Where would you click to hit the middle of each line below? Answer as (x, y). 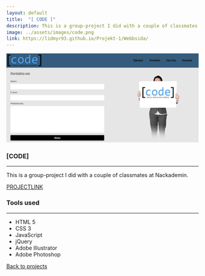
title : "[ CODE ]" (31, 19)
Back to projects (27, 266)
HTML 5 (25, 222)
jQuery (23, 241)
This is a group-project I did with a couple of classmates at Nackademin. (97, 175)
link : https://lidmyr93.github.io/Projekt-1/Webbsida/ (77, 39)
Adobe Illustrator (36, 248)
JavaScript (29, 234)
